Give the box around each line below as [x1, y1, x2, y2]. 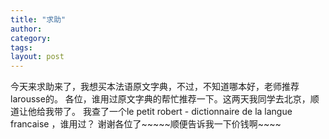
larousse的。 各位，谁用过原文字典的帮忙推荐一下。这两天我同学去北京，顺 [10, 93, 320, 105]
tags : [10, 42, 33, 53]
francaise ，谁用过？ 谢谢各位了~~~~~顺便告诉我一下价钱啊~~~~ [10, 118, 282, 130]
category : [10, 33, 52, 43]
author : [10, 24, 43, 34]
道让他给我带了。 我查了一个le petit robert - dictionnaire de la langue [10, 106, 293, 118]
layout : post [10, 52, 65, 62]
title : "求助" [10, 14, 67, 25]
